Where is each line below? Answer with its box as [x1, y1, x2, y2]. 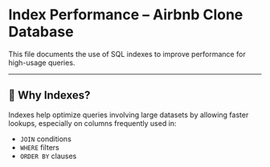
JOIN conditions [19, 134, 72, 144]
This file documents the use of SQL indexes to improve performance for [8, 49, 247, 59]
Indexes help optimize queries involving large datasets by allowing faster [8, 110, 249, 120]
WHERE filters [19, 142, 59, 152]
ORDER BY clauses [19, 151, 77, 161]
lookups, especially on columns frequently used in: [8, 118, 177, 128]
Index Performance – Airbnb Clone [8, 6, 243, 24]
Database [8, 22, 74, 41]
